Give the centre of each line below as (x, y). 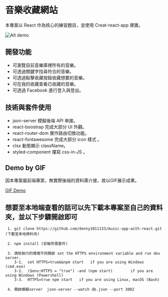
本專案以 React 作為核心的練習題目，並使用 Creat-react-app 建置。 (74, 25)
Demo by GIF (25, 168)
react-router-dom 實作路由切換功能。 (51, 133)
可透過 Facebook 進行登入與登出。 (48, 90)
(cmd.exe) (15, 267)
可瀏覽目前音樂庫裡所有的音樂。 (45, 65)
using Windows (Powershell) (34, 275)
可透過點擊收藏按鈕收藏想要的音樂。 (50, 78)
